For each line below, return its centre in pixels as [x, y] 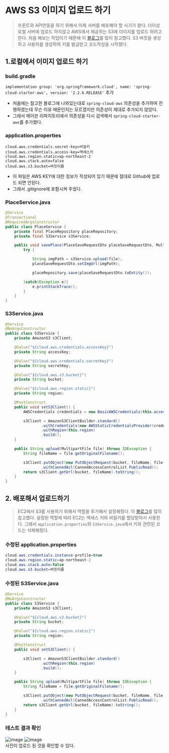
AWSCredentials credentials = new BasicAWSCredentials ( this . [89, 412]
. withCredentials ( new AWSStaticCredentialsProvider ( [98, 426]
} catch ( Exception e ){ [46, 282]
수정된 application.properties [41, 544]
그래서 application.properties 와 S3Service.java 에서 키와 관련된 [90, 524]
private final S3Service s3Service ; [53, 236]
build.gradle [20, 76]
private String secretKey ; [43, 366]
